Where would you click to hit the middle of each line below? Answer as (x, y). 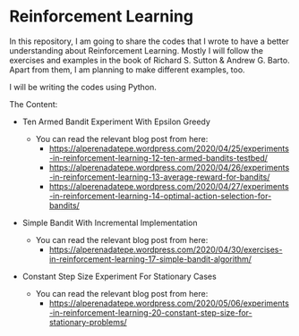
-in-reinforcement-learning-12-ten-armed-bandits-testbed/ (158, 157)
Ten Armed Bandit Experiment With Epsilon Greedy (116, 122)
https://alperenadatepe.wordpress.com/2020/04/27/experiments (169, 186)
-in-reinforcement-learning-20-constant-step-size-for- (150, 312)
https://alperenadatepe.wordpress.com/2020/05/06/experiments (169, 303)
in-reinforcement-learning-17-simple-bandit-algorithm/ (150, 259)
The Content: (34, 104)
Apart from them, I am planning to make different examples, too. (127, 70)
